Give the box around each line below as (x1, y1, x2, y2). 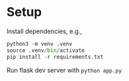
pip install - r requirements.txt (6, 53, 104, 60)
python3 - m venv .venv (6, 40, 73, 47)
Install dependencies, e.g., (6, 27, 83, 35)
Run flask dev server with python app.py (6, 66, 122, 74)
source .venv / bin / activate (6, 46, 85, 54)
